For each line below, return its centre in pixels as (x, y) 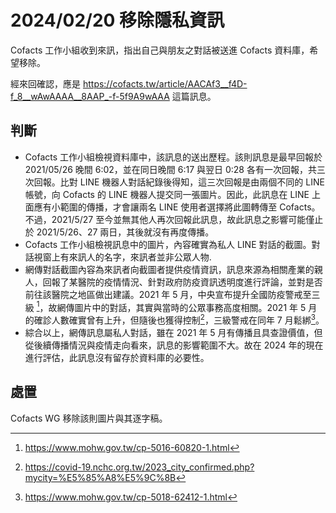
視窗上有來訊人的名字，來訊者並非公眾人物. (122, 257)
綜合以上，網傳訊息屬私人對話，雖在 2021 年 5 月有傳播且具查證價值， (169, 333)
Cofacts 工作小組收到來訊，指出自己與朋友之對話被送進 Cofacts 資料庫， (160, 50)
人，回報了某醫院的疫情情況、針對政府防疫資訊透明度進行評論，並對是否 (173, 282)
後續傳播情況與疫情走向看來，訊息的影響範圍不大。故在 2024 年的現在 (178, 345)
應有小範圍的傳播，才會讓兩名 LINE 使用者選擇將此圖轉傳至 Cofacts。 (177, 207)
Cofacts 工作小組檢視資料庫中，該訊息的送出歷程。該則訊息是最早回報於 (173, 157)
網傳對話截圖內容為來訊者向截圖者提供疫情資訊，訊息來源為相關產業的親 (173, 269)
